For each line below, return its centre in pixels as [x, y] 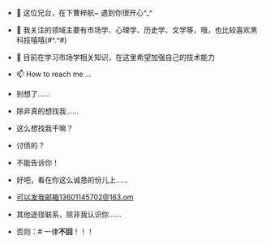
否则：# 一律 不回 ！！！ [55, 231]
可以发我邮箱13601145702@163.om [75, 197]
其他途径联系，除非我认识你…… [69, 214]
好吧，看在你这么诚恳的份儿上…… [72, 180]
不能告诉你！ [37, 163]
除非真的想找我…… [47, 111]
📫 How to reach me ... [54, 74]
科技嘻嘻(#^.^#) [41, 40]
